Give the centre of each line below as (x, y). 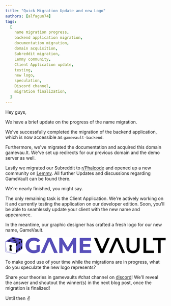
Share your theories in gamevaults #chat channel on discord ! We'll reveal (82, 277)
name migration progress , (42, 32)
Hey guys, (16, 112)
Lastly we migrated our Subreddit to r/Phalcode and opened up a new (78, 168)
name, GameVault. (24, 230)
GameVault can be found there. (38, 178)
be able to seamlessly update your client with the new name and (73, 209)
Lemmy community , (33, 59)
